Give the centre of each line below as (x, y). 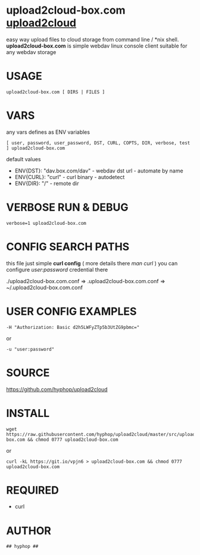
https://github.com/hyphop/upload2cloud (57, 389)
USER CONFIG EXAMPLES (71, 311)
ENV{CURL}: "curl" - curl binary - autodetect (70, 177)
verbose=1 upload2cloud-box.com (46, 223)
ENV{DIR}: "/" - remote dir (47, 183)
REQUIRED (33, 490)
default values (24, 159)
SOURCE (28, 373)
